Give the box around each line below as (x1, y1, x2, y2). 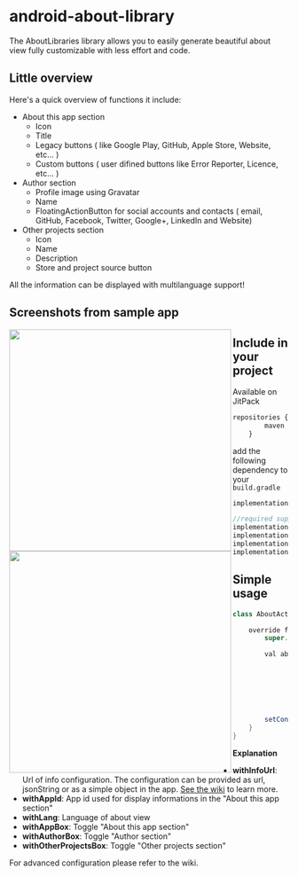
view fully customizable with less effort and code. (9, 44, 191, 55)
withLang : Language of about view (21, 812, 151, 823)
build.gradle (232, 483, 281, 492)
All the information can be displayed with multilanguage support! (9, 279, 246, 290)
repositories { (232, 412, 289, 422)
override (247, 625, 281, 635)
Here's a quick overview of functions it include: (9, 94, 182, 105)
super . (264, 634, 289, 643)
